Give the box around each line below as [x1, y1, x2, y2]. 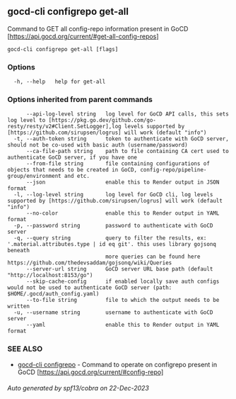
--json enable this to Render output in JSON [25, 179, 220, 186]
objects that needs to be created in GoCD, [7, 167, 138, 174]
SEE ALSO [7, 344, 43, 354]
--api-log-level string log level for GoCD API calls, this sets [25, 111, 230, 118]
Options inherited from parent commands [7, 95, 153, 105]
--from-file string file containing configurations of [25, 160, 211, 167]
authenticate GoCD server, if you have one [7, 154, 138, 162]
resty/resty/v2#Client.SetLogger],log [7, 123, 122, 130]
